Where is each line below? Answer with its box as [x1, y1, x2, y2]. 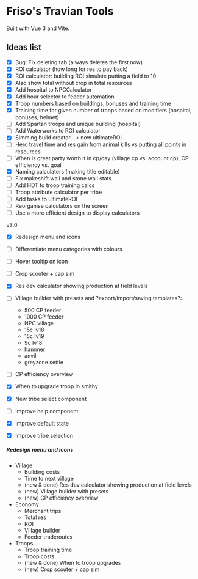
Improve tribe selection [15, 432, 74, 439]
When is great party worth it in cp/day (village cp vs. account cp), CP [15, 154, 189, 161]
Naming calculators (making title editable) [15, 168, 120, 175]
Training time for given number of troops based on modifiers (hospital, [15, 107, 192, 114]
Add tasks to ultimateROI [15, 195, 78, 202]
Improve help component [15, 407, 79, 415]
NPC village [24, 320, 54, 327]
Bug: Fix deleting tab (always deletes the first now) [15, 58, 143, 65]
